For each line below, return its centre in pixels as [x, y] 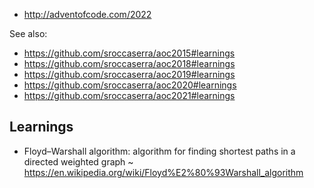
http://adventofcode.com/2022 [87, 14]
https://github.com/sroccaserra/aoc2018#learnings [129, 63]
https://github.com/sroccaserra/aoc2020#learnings [130, 85]
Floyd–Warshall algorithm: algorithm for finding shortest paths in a [159, 151]
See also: [28, 33]
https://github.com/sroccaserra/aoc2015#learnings [129, 53]
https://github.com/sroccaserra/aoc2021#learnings [129, 95]
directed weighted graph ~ [78, 161]
